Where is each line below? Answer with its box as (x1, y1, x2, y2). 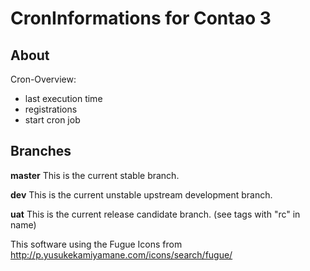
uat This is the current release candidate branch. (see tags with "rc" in (10, 208, 301, 220)
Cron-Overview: (10, 73, 77, 85)
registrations (24, 103, 78, 115)
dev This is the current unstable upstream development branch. (10, 188, 273, 201)
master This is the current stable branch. (10, 169, 180, 181)
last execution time (24, 93, 103, 104)
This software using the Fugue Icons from (10, 238, 183, 250)
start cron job (24, 114, 81, 126)
